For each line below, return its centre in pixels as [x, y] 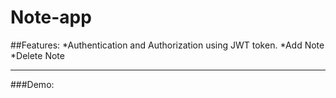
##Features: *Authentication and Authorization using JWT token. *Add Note [167, 45]
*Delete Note [37, 55]
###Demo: [32, 84]
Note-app [51, 17]
